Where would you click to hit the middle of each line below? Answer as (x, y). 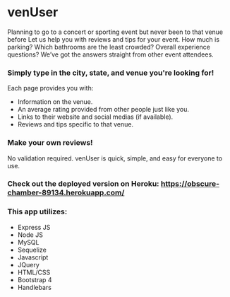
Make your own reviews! (50, 143)
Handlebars (34, 287)
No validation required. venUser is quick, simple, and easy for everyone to (115, 158)
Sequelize (32, 250)
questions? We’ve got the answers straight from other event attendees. (110, 54)
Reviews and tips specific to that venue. (75, 124)
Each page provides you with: (50, 88)
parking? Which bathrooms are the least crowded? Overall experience (109, 47)
